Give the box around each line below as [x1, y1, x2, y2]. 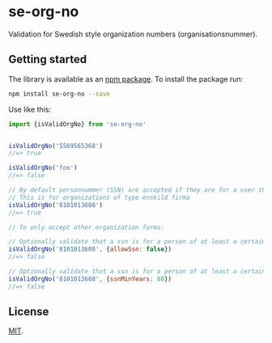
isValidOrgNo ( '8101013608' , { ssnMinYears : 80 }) [8, 274, 172, 283]
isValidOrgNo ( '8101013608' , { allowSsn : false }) [8, 245, 172, 253]
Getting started [8, 53, 87, 66]
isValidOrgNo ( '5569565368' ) [8, 142, 104, 150]
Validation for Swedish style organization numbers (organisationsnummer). [8, 29, 257, 39]
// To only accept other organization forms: [8, 223, 164, 231]
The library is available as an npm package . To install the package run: [8, 74, 244, 83]
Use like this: [8, 104, 51, 114]
